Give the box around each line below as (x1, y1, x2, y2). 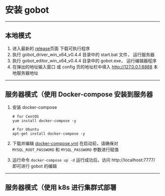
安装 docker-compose (12, 104, 57, 110)
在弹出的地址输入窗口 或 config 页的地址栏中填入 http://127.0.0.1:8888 (12, 64, 153, 70)
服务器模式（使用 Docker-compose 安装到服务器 (5, 90, 153, 98)
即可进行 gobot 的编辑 (12, 163, 57, 169)
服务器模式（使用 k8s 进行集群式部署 (5, 183, 117, 192)
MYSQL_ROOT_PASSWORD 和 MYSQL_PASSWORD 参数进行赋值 (12, 147, 119, 152)
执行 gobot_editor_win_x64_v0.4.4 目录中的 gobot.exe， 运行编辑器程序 (12, 57, 157, 64)
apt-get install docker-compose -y (12, 131, 85, 136)
